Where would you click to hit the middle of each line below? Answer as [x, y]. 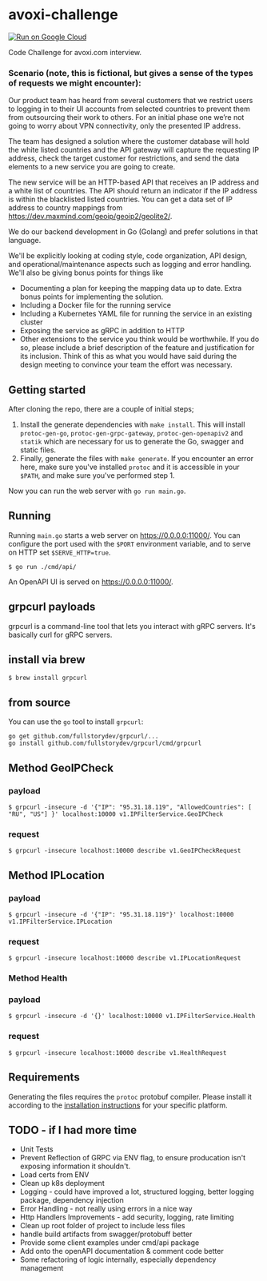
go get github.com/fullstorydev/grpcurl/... [84, 737]
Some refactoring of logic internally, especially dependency [118, 1259]
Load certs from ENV [54, 1175]
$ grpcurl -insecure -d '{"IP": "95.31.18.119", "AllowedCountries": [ [130, 807]
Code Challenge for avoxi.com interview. [75, 52]
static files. [38, 450]
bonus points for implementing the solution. [92, 296]
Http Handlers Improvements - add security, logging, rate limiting [127, 1217]
